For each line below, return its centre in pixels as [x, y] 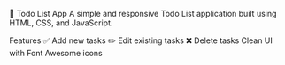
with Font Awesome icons [56, 53]
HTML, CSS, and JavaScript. [61, 23]
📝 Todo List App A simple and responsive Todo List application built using [143, 14]
